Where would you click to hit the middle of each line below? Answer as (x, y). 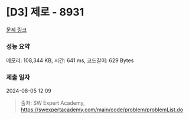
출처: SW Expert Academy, (53, 103)
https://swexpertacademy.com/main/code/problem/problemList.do (102, 110)
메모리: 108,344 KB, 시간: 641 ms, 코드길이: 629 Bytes (70, 60)
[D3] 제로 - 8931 (45, 12)
